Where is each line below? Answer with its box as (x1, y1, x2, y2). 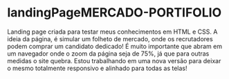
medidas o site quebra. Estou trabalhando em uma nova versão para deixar (7, 56, 221, 65)
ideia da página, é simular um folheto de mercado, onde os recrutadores (7, 34, 213, 43)
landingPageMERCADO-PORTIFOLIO (7, 5, 222, 21)
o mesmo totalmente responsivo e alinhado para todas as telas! (7, 64, 188, 72)
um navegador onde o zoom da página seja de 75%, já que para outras (7, 49, 210, 58)
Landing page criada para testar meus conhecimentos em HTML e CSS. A (7, 27, 218, 36)
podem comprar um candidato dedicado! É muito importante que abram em (7, 42, 223, 50)
